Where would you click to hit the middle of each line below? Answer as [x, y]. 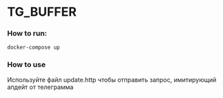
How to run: [27, 34]
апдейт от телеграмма [40, 87]
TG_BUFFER [42, 12]
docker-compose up [33, 48]
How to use [27, 64]
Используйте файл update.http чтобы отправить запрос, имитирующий [112, 79]
